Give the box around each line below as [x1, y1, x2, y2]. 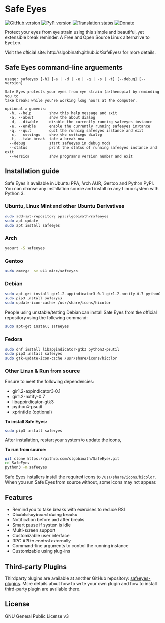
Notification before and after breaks [12, 517, 85, 523]
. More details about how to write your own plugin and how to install [19, 580, 157, 586]
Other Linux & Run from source [5, 367, 80, 374]
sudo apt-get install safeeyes [5, 324, 69, 329]
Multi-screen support [12, 527, 55, 533]
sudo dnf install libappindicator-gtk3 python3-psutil [5, 347, 120, 352]
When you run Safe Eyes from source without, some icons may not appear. [5, 479, 157, 485]
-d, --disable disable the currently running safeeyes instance [9, 119, 153, 124]
